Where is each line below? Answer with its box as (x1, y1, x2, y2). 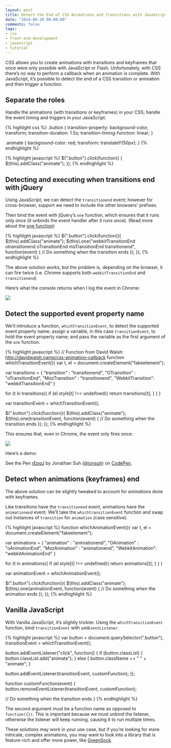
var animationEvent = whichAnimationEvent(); (5, 570, 101, 576)
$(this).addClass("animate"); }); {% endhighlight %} (5, 161, 113, 167)
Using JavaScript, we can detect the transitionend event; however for (5, 197, 153, 203)
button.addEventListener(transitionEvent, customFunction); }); (5, 671, 135, 677)
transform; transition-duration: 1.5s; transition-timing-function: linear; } (5, 130, 153, 136)
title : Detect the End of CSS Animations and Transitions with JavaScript (5, 12, 167, 17)
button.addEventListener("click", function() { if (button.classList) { (5, 650, 143, 656)
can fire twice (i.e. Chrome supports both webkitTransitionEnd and (5, 270, 146, 276)
